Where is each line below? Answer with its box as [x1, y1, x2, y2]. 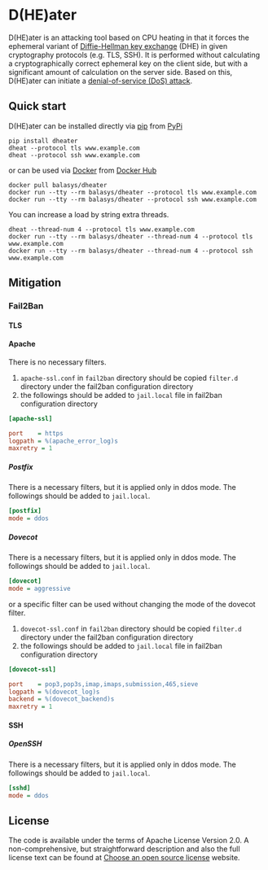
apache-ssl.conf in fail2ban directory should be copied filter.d [20, 373, 239, 383]
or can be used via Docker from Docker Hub [8, 165, 157, 175]
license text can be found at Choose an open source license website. [8, 853, 240, 863]
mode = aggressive [8, 584, 71, 592]
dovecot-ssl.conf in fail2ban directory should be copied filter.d [20, 623, 242, 633]
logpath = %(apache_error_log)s [8, 437, 118, 445]
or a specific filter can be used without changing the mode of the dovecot [8, 599, 256, 609]
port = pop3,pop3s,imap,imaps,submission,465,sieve [8, 680, 199, 689]
